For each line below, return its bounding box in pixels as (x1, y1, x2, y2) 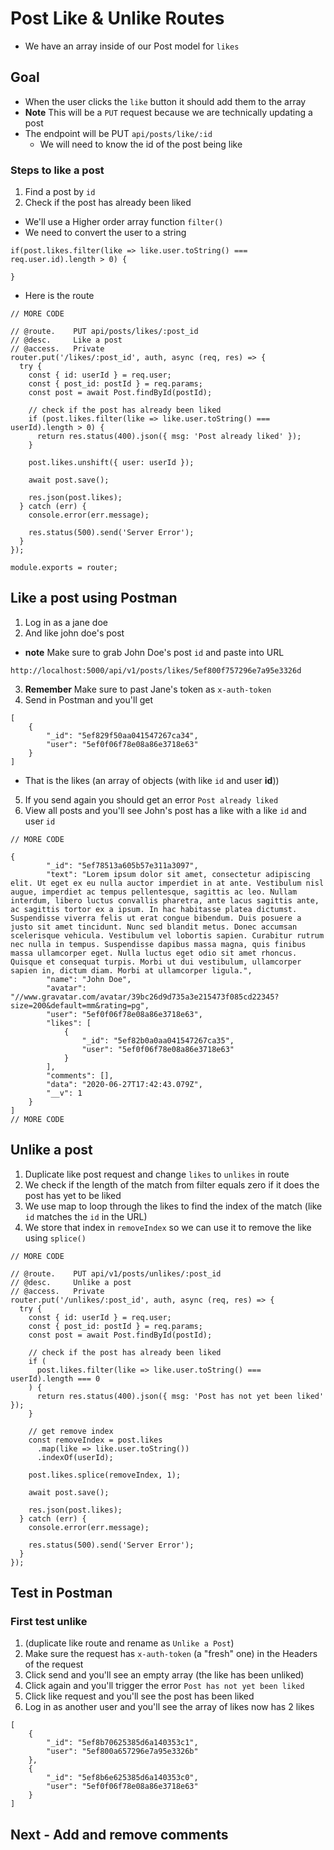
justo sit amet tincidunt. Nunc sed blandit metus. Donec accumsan (10, 922, 298, 932)
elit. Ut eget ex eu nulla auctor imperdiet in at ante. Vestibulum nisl (10, 878, 325, 888)
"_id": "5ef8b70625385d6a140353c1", (46, 1738, 199, 1748)
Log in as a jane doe (24, 616, 108, 628)
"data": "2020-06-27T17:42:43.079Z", (46, 1079, 203, 1089)
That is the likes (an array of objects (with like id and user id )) (24, 774, 280, 786)
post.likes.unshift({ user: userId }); (28, 458, 195, 468)
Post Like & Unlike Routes (10, 7, 225, 30)
